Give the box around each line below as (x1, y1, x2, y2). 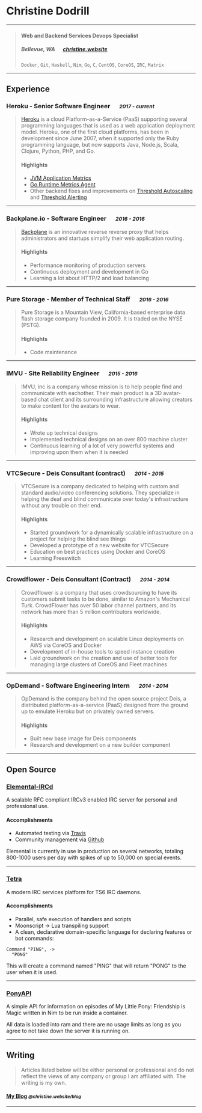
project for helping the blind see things (29, 535, 126, 542)
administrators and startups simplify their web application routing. (20, 235, 185, 242)
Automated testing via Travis (14, 830, 86, 837)
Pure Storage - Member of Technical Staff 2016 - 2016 (6, 295, 169, 303)
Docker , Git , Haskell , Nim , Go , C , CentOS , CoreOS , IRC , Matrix (20, 61, 164, 68)
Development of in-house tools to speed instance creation (29, 648, 174, 655)
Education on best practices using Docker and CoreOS (29, 548, 166, 556)
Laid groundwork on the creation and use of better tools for (29, 654, 177, 661)
